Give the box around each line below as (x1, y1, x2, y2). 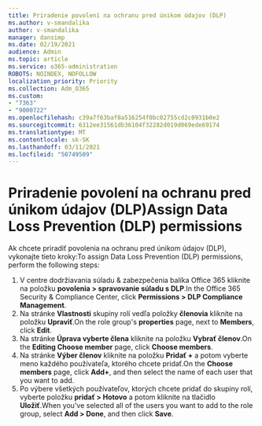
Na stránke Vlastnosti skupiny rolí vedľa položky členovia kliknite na (19, 309, 243, 318)
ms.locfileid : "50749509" (8, 150, 93, 158)
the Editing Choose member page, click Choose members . (19, 343, 214, 352)
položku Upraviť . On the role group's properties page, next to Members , (19, 318, 254, 327)
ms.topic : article (8, 56, 68, 64)
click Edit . (19, 325, 53, 335)
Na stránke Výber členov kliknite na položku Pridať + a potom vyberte (19, 351, 249, 360)
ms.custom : (8, 92, 44, 100)
